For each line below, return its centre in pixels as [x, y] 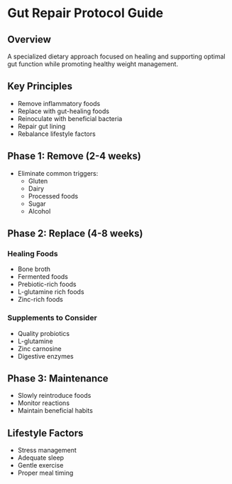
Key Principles [40, 86]
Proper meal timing [45, 473]
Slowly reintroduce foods [54, 396]
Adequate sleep [41, 458]
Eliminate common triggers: [58, 173]
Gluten [38, 181]
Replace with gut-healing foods [63, 111]
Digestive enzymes [45, 356]
